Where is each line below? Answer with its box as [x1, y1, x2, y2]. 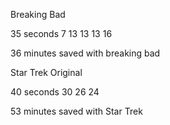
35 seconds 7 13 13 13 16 [10, 28, 113, 39]
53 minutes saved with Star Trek [10, 105, 143, 117]
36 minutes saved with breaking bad [10, 47, 161, 59]
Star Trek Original [10, 67, 83, 78]
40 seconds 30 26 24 [10, 86, 100, 98]
